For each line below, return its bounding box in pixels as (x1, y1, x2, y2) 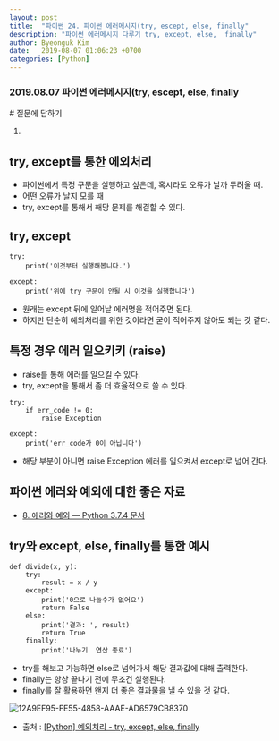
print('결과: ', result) (41, 621, 131, 630)
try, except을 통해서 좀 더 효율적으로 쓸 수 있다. (21, 379, 188, 390)
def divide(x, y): (9, 563, 78, 572)
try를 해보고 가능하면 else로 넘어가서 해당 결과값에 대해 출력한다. (21, 663, 249, 674)
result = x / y (41, 578, 98, 587)
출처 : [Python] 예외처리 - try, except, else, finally (21, 721, 200, 732)
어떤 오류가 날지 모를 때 (21, 191, 105, 201)
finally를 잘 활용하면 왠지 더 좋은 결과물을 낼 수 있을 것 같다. (21, 686, 230, 696)
